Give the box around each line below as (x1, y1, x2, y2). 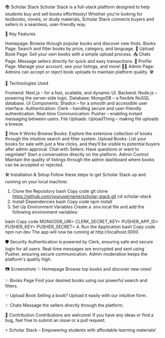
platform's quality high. (5, 257, 52, 262)
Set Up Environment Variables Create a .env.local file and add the (12, 204, 145, 209)
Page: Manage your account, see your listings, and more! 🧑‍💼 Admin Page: (5, 63, 155, 69)
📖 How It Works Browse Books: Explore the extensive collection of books (5, 130, 153, 136)
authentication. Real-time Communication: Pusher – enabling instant (5, 111, 142, 116)
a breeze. (5, 121, 25, 127)
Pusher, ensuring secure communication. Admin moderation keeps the (5, 251, 148, 257)
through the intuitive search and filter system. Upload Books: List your (5, 136, 146, 141)
